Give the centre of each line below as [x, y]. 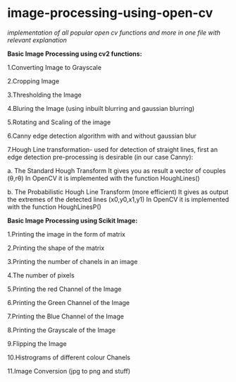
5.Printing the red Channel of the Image [64, 289]
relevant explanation [37, 40]
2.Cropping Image [33, 81]
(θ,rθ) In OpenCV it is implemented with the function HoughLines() [104, 178]
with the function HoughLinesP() [55, 207]
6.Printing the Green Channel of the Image [69, 302]
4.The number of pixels [41, 275]
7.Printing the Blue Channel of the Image [66, 316]
